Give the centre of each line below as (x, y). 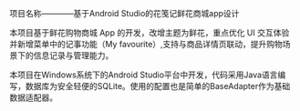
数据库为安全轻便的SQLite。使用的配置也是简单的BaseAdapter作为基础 (158, 86)
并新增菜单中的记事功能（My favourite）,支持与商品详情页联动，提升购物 (146, 44)
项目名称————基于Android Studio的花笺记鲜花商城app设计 (124, 13)
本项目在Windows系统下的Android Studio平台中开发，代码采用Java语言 (144, 75)
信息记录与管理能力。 (73, 55)
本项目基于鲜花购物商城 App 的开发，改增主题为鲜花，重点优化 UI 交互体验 (150, 33)
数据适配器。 (33, 97)
